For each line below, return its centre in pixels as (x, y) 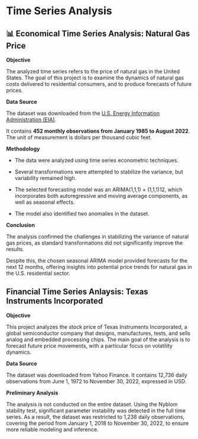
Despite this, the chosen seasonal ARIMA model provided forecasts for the (97, 261)
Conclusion (21, 225)
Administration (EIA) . (31, 119)
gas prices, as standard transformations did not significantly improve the (95, 243)
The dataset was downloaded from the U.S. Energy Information (83, 113)
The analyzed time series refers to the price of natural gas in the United (93, 71)
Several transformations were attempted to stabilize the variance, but (99, 172)
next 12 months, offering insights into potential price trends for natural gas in (99, 267)
